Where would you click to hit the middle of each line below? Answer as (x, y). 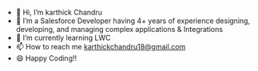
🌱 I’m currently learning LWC (63, 37)
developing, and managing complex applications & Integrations (119, 29)
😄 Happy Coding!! (46, 58)
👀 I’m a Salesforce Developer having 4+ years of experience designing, (133, 21)
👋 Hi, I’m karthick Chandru (59, 12)
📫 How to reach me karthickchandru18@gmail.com (101, 47)
